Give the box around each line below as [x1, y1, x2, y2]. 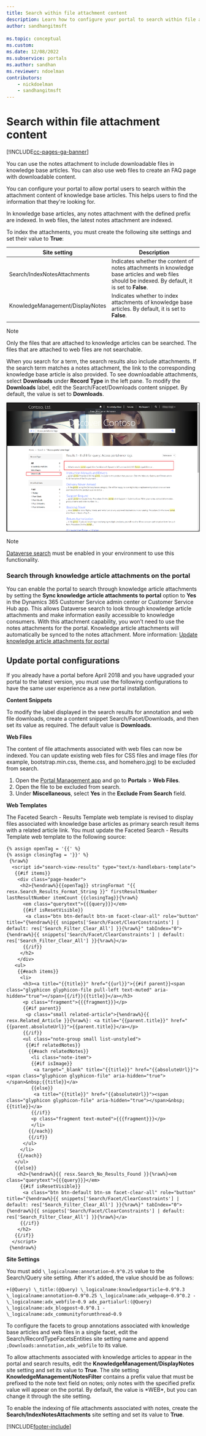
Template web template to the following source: [6, 832, 127, 840]
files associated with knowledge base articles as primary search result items [6, 820, 199, 827]
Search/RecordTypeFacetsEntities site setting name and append [6, 1335, 169, 1342]
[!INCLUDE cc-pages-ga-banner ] [6, 148, 89, 156]
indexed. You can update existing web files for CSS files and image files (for [6, 751, 198, 759]
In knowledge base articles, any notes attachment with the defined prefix [6, 210, 191, 217]
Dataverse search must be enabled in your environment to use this [6, 549, 175, 557]
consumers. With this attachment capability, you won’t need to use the [6, 618, 185, 626]
